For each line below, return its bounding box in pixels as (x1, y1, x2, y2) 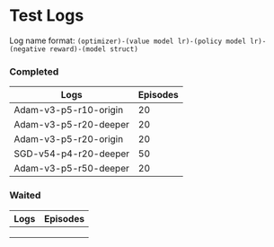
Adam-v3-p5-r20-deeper (13, 119, 130, 131)
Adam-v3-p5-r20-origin (13, 133, 124, 146)
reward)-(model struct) (49, 44, 139, 54)
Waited (9, 190, 41, 202)
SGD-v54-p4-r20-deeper (13, 147, 130, 160)
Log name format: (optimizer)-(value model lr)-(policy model (9, 35, 247, 46)
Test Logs (9, 5, 84, 26)
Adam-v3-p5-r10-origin (13, 104, 124, 117)
